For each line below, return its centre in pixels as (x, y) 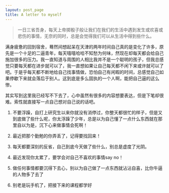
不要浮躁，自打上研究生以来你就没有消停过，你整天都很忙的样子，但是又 (87, 112)
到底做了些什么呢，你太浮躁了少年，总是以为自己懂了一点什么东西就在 (85, 119)
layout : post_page (24, 10)
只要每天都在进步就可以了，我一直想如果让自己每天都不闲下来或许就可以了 (87, 66)
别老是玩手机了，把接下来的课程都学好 (52, 185)
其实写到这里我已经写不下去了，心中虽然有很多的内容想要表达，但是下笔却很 (84, 95)
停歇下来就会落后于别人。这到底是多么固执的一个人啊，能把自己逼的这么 (84, 78)
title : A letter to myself (33, 15)
